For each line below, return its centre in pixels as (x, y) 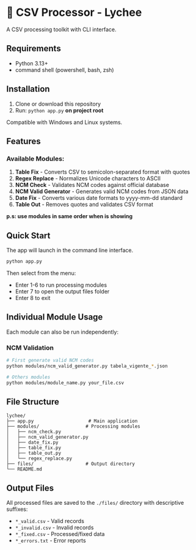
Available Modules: (35, 158)
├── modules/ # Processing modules (73, 427)
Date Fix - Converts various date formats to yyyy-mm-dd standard (99, 198)
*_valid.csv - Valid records (49, 521)
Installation (28, 89)
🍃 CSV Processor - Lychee (74, 13)
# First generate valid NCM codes (50, 361)
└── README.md (24, 469)
